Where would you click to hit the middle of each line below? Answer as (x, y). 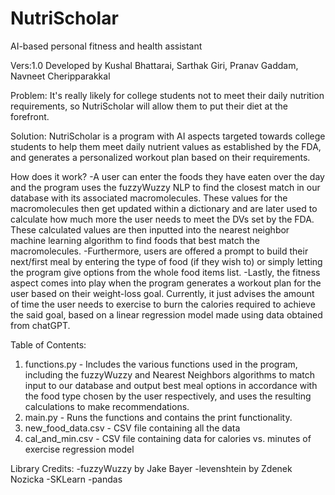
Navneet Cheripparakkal (60, 76)
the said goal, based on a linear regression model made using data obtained (166, 314)
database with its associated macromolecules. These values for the (149, 198)
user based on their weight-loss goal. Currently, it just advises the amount (162, 293)
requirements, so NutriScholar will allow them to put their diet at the (149, 106)
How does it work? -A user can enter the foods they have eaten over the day (167, 176)
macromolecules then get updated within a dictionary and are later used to (164, 208)
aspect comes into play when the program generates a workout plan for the (166, 283)
